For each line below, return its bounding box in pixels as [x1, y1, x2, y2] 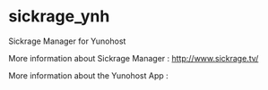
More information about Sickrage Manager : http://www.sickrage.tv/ [8, 53, 259, 63]
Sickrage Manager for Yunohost [8, 36, 126, 46]
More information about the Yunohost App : [8, 70, 169, 81]
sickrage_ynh [8, 6, 110, 27]
